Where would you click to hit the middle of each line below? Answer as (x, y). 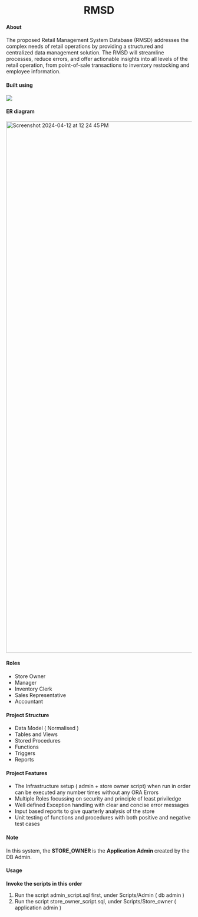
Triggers (25, 753)
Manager (26, 683)
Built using (20, 85)
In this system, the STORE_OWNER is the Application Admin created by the (98, 850)
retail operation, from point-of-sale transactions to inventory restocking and (98, 65)
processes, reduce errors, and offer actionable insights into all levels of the (97, 59)
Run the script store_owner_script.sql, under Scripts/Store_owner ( (95, 901)
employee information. (33, 72)
